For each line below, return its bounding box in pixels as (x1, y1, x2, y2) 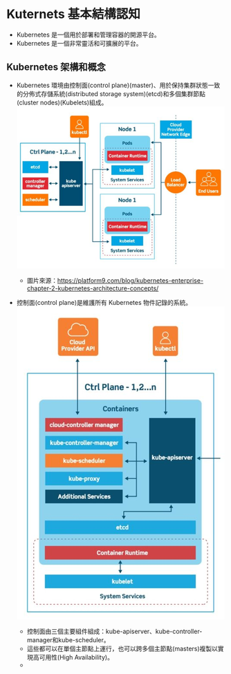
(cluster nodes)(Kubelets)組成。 (16, 98, 108, 106)
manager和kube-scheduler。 (26, 635, 110, 644)
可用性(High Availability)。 (39, 653, 113, 661)
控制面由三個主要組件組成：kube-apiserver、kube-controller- (26, 627, 203, 635)
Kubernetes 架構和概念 (6, 62, 107, 73)
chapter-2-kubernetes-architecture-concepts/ (26, 284, 159, 292)
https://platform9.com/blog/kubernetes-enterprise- (57, 276, 204, 284)
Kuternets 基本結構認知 (6, 6, 141, 22)
